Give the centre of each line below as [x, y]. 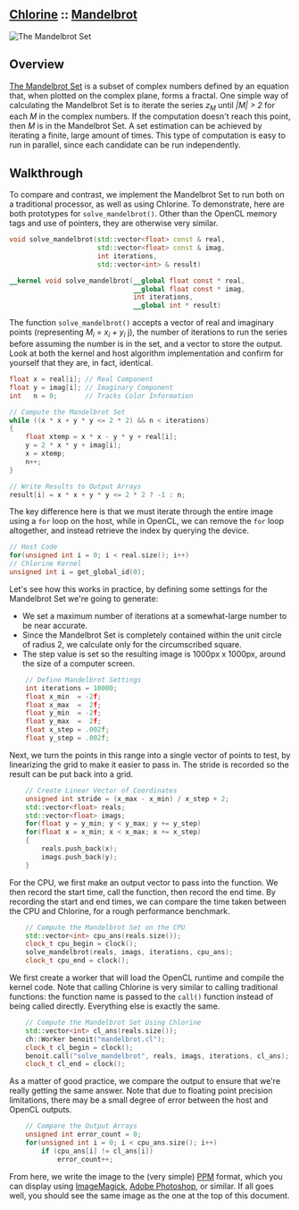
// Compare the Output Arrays [82, 1126]
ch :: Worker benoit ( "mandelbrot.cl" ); [96, 1039]
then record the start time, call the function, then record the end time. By [143, 892]
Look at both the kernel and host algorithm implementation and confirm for [146, 353]
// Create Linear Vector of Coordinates [101, 791]
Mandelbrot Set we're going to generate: [84, 598]
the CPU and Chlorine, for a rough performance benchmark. [120, 910]
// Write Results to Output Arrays [75, 487]
